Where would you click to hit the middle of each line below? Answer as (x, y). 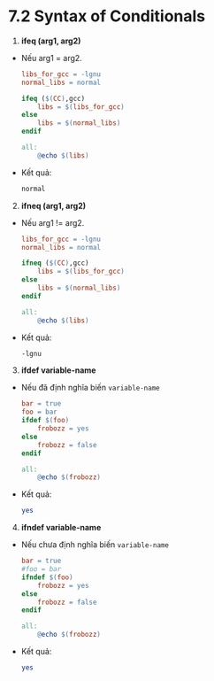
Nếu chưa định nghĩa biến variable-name (95, 545)
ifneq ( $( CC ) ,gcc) (55, 263)
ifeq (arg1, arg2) (51, 41)
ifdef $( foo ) (45, 421)
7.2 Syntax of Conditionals (107, 16)
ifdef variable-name (58, 370)
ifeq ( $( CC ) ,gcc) (53, 98)
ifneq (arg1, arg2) (53, 205)
